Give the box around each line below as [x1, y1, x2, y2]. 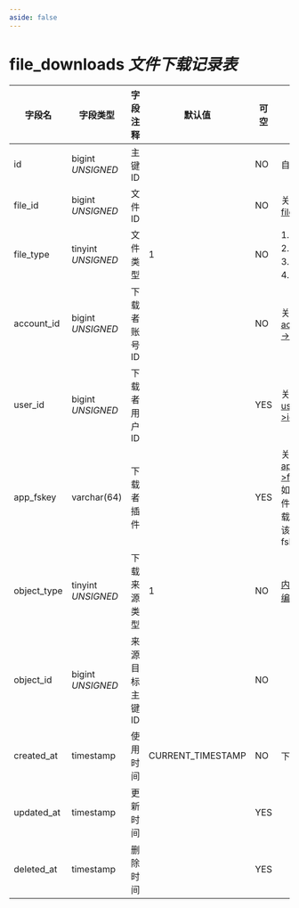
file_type [13, 248, 50, 260]
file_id [13, 199, 39, 211]
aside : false [9, 12, 58, 22]
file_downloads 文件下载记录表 [9, 54, 238, 74]
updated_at [13, 806, 61, 818]
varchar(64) [70, 491, 123, 503]
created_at [13, 749, 59, 762]
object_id [13, 674, 53, 686]
